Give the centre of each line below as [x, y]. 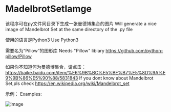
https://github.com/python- [134, 50]
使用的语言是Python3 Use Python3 [42, 40]
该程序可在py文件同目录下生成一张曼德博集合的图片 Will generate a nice [81, 23]
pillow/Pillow [19, 56]
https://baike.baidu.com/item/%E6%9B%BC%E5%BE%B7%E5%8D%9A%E [85, 72]
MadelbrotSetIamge [49, 9]
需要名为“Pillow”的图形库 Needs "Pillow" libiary [55, 50]
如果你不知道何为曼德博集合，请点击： [46, 67]
